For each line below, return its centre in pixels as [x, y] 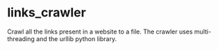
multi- [203, 32]
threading [21, 38]
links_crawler [47, 13]
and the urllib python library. [76, 38]
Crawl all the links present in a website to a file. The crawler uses [100, 32]
